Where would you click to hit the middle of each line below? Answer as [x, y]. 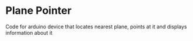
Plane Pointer [38, 11]
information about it [29, 32]
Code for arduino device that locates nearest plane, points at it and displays [96, 27]
